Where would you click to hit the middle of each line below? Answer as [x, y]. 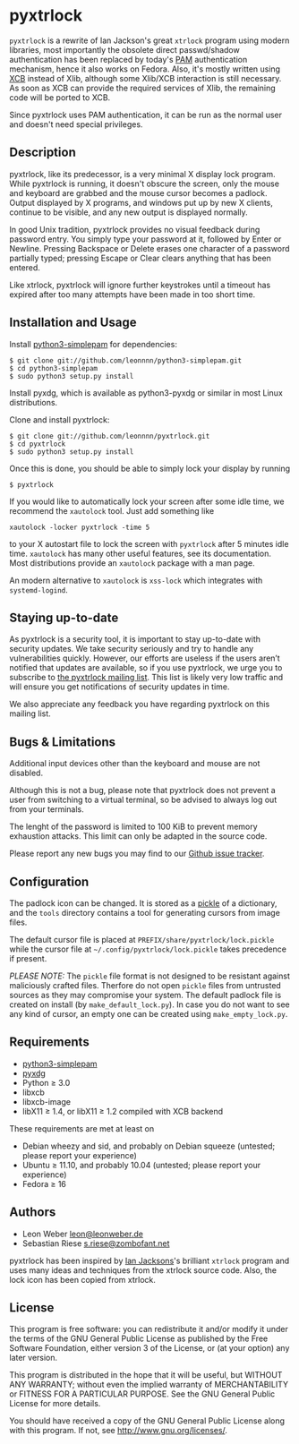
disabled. [26, 773]
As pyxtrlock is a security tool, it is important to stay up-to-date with [135, 639]
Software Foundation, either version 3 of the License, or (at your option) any [149, 1348]
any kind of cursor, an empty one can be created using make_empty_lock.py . [149, 1014]
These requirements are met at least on [82, 1128]
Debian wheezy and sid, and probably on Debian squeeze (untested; [149, 1146]
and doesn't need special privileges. [76, 124]
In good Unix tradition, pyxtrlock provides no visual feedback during [135, 229]
